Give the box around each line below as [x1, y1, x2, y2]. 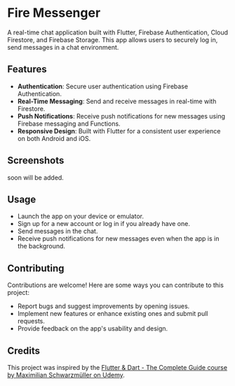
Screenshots [7, 154, 65, 166]
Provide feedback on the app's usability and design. [17, 324, 168, 333]
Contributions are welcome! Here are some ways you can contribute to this [7, 281, 224, 289]
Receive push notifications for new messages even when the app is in [17, 234, 220, 243]
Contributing [7, 262, 65, 274]
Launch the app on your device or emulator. [17, 212, 144, 220]
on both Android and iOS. [17, 134, 91, 142]
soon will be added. [7, 173, 65, 182]
